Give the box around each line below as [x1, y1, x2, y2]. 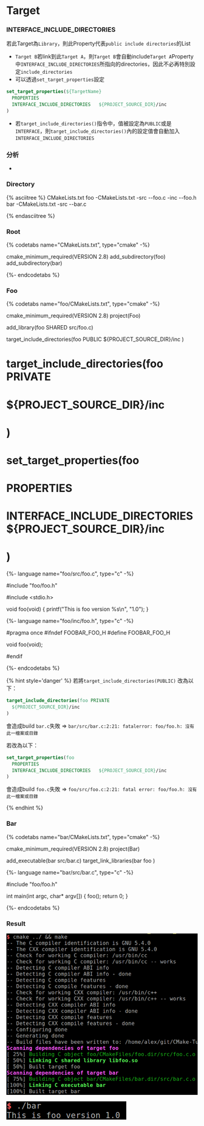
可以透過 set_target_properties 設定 [15, 76, 105, 83]
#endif [6, 653, 23, 660]
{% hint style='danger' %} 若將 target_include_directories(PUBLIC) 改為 [6, 677, 188, 684]
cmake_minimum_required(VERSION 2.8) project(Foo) [6, 312, 141, 320]
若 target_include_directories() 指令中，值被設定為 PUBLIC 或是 [15, 119, 172, 127]
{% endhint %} [6, 804, 44, 812]
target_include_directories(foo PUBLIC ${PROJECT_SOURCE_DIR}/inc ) [6, 336, 184, 343]
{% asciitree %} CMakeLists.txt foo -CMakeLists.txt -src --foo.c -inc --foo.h [6, 194, 197, 201]
